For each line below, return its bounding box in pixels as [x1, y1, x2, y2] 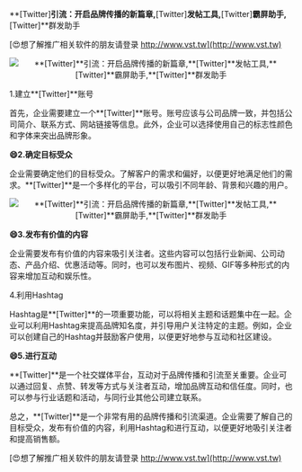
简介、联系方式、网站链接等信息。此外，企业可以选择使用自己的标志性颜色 [16, 119, 293, 129]
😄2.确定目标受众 [9, 149, 74, 160]
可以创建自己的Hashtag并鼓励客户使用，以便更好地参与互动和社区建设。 [9, 332, 277, 342]
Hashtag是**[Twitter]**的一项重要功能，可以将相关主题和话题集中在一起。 [9, 309, 285, 319]
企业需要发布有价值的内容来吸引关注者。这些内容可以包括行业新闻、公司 [9, 248, 277, 259]
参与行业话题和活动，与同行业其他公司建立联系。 [24, 392, 207, 403]
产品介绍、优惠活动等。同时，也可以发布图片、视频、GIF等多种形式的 [24, 260, 282, 270]
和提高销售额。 [9, 433, 65, 444]
